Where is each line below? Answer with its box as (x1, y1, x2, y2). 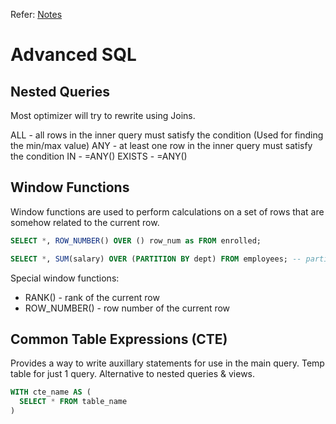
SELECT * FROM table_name (19, 397, 128, 407)
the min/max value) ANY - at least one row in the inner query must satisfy (10, 140, 313, 151)
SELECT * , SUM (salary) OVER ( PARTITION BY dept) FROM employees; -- (10, 254, 302, 264)
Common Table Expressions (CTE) (10, 330, 228, 348)
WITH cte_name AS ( (10, 387, 92, 398)
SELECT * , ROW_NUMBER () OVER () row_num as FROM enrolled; (10, 235, 262, 246)
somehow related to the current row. (10, 216, 160, 228)
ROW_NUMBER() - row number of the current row (24, 302, 231, 314)
